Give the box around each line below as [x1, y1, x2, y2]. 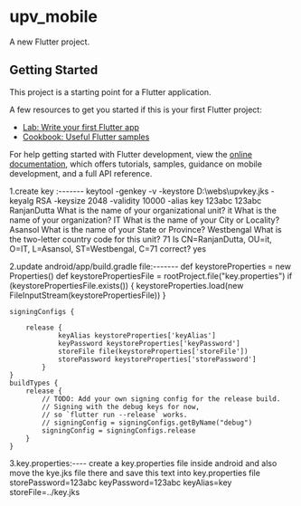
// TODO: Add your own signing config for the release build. [42, 394, 281, 404]
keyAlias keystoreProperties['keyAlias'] [57, 330, 217, 340]
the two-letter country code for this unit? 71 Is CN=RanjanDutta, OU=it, [9, 234, 273, 244]
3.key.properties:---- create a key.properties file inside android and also [9, 457, 277, 468]
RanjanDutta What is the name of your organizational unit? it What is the [9, 205, 277, 215]
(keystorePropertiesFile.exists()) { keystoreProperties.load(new [9, 280, 244, 291]
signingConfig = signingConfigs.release [42, 425, 196, 435]
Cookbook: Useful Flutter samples [22, 131, 150, 142]
